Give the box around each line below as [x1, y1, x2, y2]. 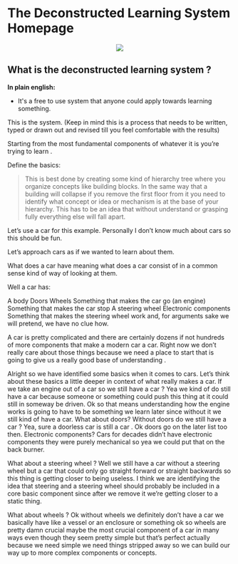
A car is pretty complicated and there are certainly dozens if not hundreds [7, 333, 224, 341]
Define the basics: [7, 160, 61, 169]
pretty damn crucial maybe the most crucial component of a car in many [7, 526, 219, 534]
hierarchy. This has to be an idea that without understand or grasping [24, 204, 229, 213]
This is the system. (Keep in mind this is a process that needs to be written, [7, 117, 228, 126]
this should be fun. [7, 234, 63, 242]
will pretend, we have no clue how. [7, 319, 109, 328]
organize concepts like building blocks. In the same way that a [24, 182, 208, 190]
